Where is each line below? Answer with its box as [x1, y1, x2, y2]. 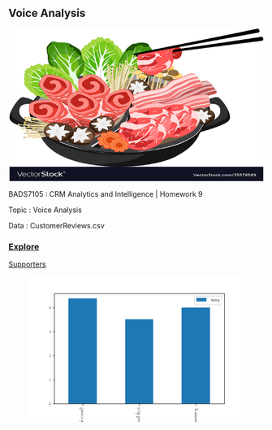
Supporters [8, 259, 46, 269]
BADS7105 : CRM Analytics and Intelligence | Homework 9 [8, 189, 203, 198]
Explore [8, 241, 40, 252]
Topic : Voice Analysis [8, 205, 83, 215]
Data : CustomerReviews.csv [8, 220, 106, 230]
